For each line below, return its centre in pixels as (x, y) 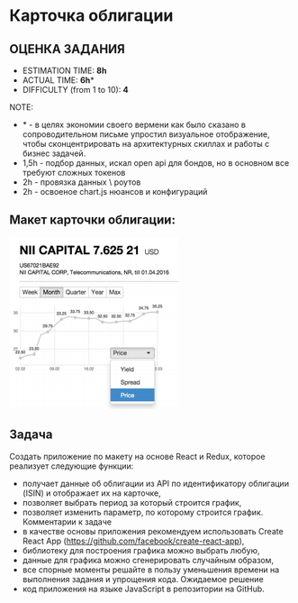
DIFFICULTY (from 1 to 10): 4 (75, 90)
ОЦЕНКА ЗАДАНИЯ (68, 49)
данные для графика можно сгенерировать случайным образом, (148, 560)
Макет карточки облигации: (92, 220)
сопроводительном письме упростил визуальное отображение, (146, 134)
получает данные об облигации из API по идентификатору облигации (156, 483)
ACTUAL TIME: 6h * (58, 80)
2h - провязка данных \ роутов (81, 182)
